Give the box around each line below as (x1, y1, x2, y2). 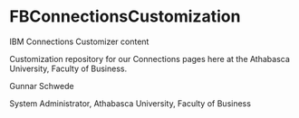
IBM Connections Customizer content (9, 36, 149, 47)
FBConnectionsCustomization (9, 6, 241, 27)
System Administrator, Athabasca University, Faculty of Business (9, 97, 252, 109)
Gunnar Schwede (9, 80, 74, 91)
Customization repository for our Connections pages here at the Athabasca (9, 53, 290, 64)
